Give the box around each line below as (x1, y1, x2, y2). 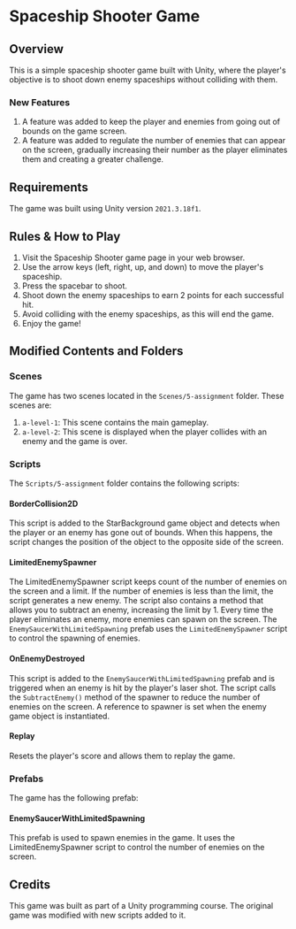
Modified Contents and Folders (9, 343, 184, 359)
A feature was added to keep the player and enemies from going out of (21, 117, 281, 127)
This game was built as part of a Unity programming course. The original (9, 901, 274, 911)
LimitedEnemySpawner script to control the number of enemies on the (9, 842, 265, 853)
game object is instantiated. (9, 710, 110, 721)
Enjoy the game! (21, 318, 81, 328)
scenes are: (9, 400, 52, 411)
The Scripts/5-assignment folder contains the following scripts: (9, 478, 240, 488)
